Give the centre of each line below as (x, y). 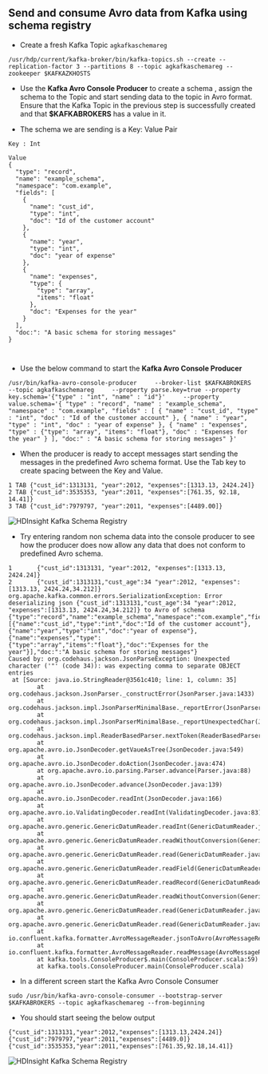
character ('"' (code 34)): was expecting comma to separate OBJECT (124, 666)
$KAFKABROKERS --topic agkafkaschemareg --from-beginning (106, 1003)
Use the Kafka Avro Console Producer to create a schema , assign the (136, 88)
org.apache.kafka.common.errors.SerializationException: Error (116, 596)
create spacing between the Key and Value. (91, 470)
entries (21, 673)
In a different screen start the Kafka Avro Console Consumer (119, 981)
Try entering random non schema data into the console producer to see (137, 536)
